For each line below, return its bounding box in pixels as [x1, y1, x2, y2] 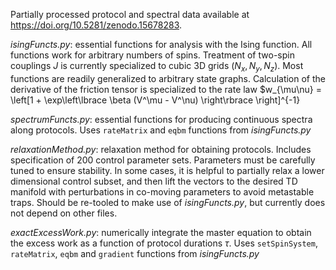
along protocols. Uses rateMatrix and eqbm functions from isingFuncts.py [10, 124, 312, 136]
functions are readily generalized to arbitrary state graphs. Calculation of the [10, 72, 326, 84]
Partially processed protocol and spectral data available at [10, 9, 250, 20]
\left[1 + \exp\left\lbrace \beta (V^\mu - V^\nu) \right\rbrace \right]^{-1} [10, 94, 301, 106]
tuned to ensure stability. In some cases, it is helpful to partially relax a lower [10, 164, 325, 176]
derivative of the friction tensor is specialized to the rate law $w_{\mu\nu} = [10, 83, 323, 95]
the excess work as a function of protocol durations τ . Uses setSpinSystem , [10, 237, 318, 249]
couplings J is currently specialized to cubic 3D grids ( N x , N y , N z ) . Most [10, 60, 304, 74]
